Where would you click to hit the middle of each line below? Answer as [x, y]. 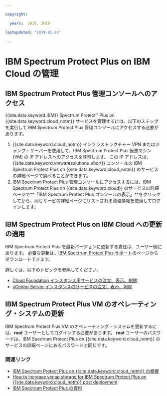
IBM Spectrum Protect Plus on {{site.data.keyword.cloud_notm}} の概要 [85, 371]
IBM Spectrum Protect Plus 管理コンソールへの [78, 93]
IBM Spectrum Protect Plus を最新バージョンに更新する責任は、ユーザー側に [83, 247]
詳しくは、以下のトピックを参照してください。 [53, 270]
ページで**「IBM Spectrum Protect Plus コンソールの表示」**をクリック [86, 194]
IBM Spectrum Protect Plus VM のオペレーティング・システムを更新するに [81, 326]
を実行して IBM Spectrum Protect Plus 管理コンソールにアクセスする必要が [82, 128]
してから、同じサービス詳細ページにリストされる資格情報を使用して [82, 201]
